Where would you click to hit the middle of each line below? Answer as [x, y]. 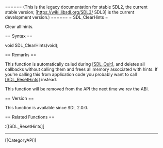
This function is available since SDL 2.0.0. [47, 108]
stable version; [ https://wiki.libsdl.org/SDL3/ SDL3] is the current [70, 12]
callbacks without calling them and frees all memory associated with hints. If [81, 69]
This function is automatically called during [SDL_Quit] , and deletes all [75, 64]
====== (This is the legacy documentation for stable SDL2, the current [76, 7]
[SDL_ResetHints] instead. [31, 80]
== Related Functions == [30, 117]
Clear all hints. [19, 27]
